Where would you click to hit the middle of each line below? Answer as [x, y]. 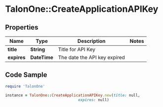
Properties [22, 27]
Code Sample [26, 75]
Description [91, 41]
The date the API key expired [91, 57]
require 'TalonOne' [25, 86]
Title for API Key [77, 49]
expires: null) [94, 100]
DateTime [42, 57]
